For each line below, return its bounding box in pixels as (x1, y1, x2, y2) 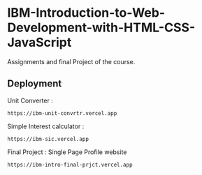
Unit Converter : (7, 96, 54, 105)
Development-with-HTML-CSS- (7, 20, 196, 36)
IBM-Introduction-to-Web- (7, 5, 166, 21)
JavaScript (7, 35, 72, 50)
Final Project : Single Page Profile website (7, 148, 127, 156)
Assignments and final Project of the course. (7, 57, 136, 66)
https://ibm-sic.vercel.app (7, 135, 89, 142)
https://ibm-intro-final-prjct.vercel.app (7, 161, 133, 168)
